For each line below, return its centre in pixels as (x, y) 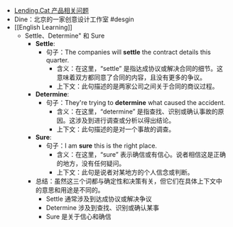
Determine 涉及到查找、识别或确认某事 (103, 207)
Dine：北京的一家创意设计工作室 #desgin (74, 19)
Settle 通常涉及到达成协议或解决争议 (99, 199)
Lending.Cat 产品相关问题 (51, 10)
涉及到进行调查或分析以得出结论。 (125, 120)
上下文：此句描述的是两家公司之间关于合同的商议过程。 (137, 86)
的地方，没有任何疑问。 (91, 163)
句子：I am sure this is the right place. (102, 145)
